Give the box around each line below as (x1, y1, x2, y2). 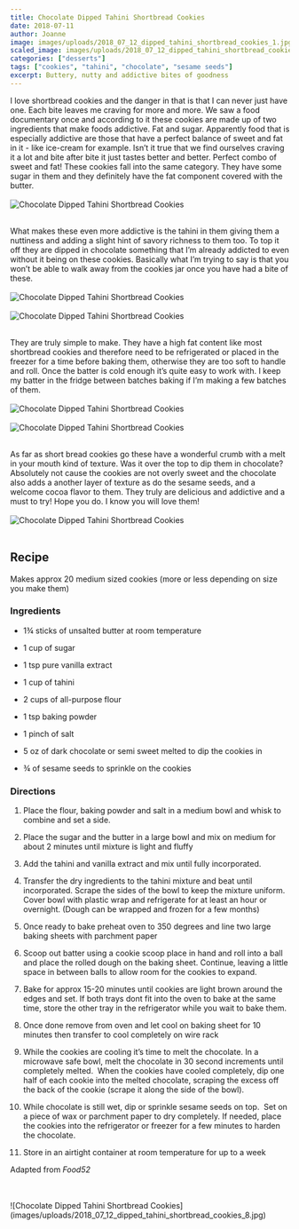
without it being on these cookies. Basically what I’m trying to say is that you (10, 254, 289, 265)
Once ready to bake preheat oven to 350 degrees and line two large (22, 921, 271, 932)
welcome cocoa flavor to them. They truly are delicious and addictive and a (10, 486, 286, 497)
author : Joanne (10, 29, 67, 38)
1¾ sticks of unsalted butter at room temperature (22, 625, 202, 636)
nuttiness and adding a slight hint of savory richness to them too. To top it (10, 234, 279, 245)
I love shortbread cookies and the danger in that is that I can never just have (10, 95, 288, 106)
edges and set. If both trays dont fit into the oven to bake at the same (22, 994, 276, 1004)
